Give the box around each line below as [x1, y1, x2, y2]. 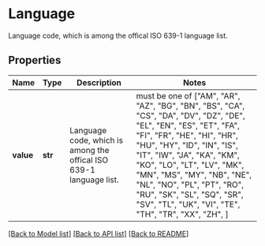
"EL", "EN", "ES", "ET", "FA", [136, 120, 241, 131]
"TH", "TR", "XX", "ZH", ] [136, 208, 229, 219]
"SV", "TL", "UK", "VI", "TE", [136, 199, 241, 210]
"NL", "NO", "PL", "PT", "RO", [136, 179, 244, 190]
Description [76, 76, 122, 88]
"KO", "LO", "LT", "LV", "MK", [136, 159, 244, 170]
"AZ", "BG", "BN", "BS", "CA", [136, 100, 245, 111]
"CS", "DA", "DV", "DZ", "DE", [136, 110, 246, 121]
